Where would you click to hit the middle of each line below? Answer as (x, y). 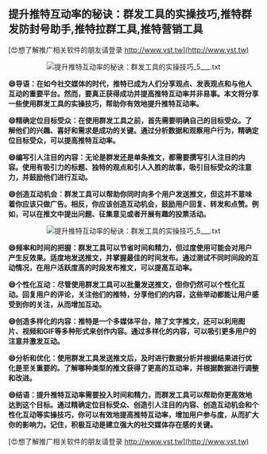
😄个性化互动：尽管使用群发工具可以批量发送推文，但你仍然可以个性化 (123, 284)
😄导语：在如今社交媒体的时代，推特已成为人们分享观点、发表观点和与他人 (130, 83)
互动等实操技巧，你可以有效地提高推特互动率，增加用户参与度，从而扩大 (140, 414)
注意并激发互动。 (36, 341)
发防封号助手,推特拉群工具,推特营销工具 (106, 29)
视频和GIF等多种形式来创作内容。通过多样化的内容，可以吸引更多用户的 (139, 331)
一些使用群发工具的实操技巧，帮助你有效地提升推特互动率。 (106, 103)
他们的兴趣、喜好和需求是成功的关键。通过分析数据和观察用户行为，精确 (133, 130)
